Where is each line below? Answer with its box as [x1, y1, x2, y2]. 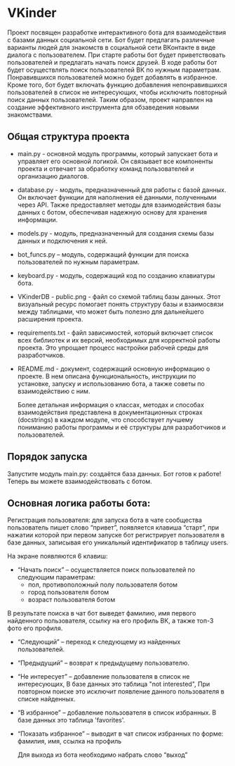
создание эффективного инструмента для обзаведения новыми [7, 103, 199, 111]
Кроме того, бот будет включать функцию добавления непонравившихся [7, 80, 228, 89]
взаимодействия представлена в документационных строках [17, 408, 203, 416]
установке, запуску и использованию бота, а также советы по [17, 379, 205, 388]
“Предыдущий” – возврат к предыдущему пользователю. [17, 659, 189, 668]
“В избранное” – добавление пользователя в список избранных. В [17, 708, 217, 717]
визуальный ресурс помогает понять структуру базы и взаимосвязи [17, 300, 224, 308]
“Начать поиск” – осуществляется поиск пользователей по [17, 566, 195, 574]
